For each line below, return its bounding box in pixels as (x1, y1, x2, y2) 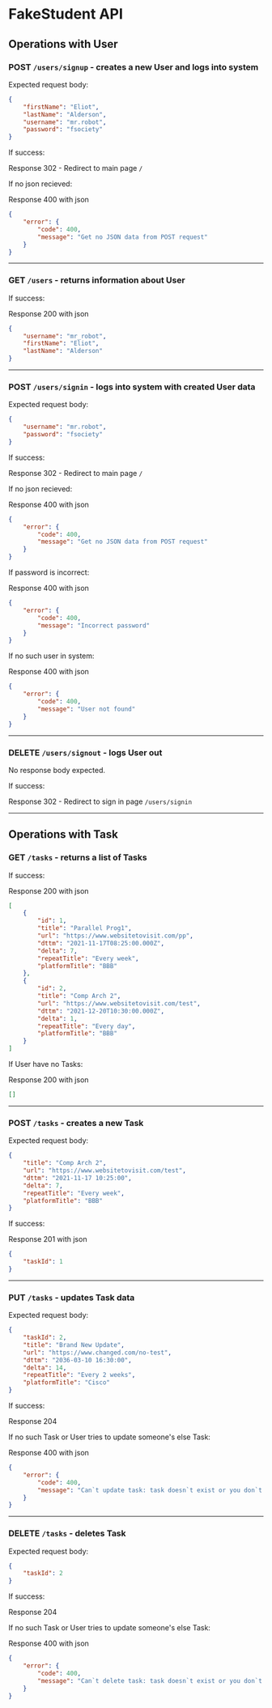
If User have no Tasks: (8, 1060, 83, 1069)
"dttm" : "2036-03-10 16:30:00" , (23, 1356, 132, 1364)
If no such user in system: (8, 651, 95, 661)
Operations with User (8, 37, 118, 51)
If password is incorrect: (8, 567, 90, 577)
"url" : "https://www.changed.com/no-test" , (23, 1349, 172, 1357)
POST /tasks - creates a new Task (8, 1117, 144, 1128)
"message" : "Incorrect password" (37, 621, 151, 630)
